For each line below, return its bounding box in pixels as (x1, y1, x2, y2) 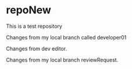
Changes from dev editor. (6, 45, 67, 52)
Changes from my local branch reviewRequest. (6, 56, 119, 63)
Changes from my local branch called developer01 (6, 34, 127, 41)
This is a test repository (6, 23, 63, 30)
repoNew (6, 3, 51, 17)
